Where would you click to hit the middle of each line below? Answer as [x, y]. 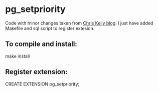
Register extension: [36, 72]
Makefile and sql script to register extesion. [50, 28]
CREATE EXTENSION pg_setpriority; [42, 84]
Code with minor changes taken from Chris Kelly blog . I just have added [79, 23]
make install [18, 56]
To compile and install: [41, 44]
